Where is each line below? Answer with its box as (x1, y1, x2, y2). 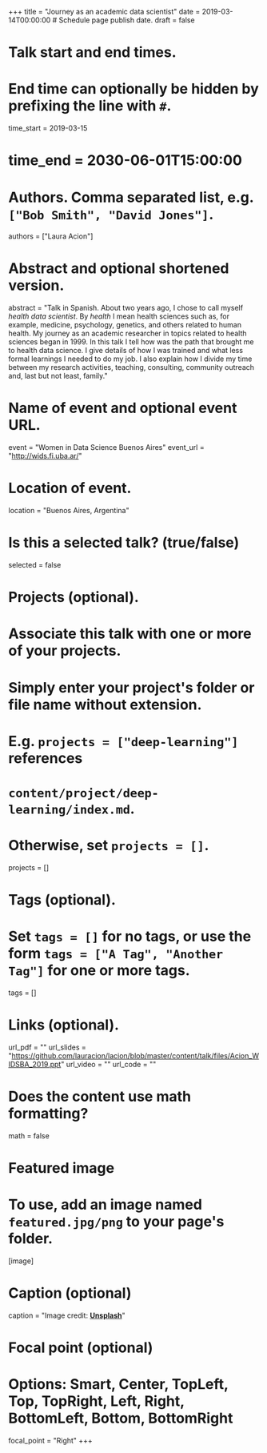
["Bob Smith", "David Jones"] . (8, 205, 214, 223)
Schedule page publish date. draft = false (58, 15, 195, 25)
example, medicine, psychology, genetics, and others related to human (8, 320, 242, 330)
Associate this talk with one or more (8, 624, 252, 643)
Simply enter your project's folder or (8, 678, 255, 696)
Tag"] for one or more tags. (8, 961, 190, 980)
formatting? (8, 1105, 89, 1123)
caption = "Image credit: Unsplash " (8, 1311, 126, 1320)
